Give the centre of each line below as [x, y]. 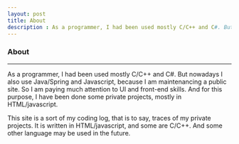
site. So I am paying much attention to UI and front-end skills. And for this [115, 89]
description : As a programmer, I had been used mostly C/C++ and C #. [114, 27]
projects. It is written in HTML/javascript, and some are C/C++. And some [115, 126]
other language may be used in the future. [69, 133]
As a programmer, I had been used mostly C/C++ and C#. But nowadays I [115, 74]
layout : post [27, 14]
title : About [27, 21]
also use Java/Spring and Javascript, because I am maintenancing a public [117, 82]
